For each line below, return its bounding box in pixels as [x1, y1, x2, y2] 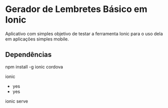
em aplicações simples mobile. [5, 36, 69, 42]
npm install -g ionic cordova [5, 63, 63, 69]
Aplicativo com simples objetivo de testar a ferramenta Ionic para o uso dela [5, 30, 163, 36]
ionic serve [5, 98, 29, 104]
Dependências [5, 50, 52, 59]
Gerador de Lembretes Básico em [5, 3, 147, 15]
